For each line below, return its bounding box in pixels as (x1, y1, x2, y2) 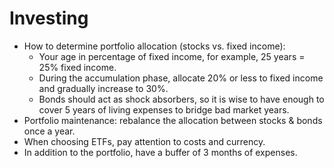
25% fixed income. (38, 61, 117, 73)
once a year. (23, 125, 76, 137)
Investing (9, 7, 89, 30)
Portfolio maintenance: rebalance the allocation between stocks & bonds (23, 114, 323, 126)
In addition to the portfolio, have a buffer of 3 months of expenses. (23, 146, 298, 158)
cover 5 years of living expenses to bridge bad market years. (38, 103, 290, 116)
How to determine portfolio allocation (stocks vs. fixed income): (23, 40, 286, 52)
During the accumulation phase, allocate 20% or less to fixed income (38, 72, 324, 84)
